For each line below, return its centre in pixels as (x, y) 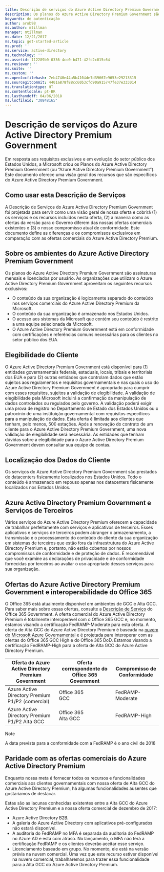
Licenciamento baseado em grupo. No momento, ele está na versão (80, 849)
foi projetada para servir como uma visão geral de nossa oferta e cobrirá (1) (81, 212)
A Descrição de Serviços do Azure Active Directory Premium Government (79, 207)
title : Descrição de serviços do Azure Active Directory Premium (73, 10)
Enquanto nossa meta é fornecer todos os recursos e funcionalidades (75, 778)
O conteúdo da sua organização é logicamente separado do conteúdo (82, 298)
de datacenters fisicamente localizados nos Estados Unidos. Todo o (73, 477)
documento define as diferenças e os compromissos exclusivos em (73, 233)
